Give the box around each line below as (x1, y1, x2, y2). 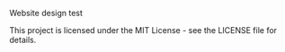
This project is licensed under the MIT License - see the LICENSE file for (9, 25, 277, 35)
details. (9, 35, 37, 45)
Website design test (9, 8, 84, 18)
